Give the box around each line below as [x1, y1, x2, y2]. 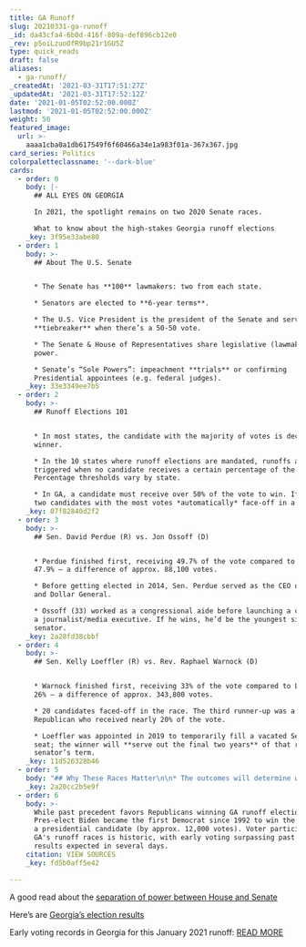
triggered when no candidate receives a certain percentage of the [33, 465, 296, 474]
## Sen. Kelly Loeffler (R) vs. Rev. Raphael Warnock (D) [33, 657, 259, 667]
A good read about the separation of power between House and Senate [9, 891, 278, 902]
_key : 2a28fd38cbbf [25, 632, 100, 641]
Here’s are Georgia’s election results [9, 909, 145, 920]
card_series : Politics [9, 148, 96, 158]
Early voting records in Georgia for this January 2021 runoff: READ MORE [9, 926, 284, 938]
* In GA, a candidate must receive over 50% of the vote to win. [33, 490, 287, 499]
